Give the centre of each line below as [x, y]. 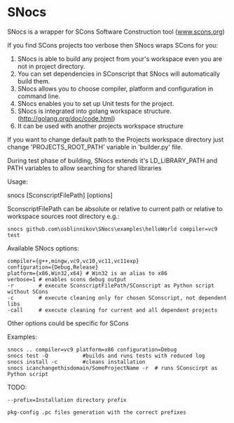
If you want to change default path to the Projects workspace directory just [116, 139]
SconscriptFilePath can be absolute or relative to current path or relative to [115, 208]
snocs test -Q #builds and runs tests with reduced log [106, 356]
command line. [39, 96]
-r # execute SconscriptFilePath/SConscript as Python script [111, 286]
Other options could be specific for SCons [68, 323]
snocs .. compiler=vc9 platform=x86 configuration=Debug [92, 349]
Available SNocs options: [43, 248]
